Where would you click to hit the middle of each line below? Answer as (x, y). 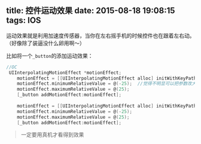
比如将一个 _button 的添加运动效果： (50, 56)
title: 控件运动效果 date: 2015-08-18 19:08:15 (91, 11)
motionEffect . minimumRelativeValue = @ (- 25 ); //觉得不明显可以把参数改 (104, 84)
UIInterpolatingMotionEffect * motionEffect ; (65, 73)
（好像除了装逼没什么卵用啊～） (45, 43)
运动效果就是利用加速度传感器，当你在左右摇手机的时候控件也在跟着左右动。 (100, 35)
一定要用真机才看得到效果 (52, 135)
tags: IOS (24, 21)
